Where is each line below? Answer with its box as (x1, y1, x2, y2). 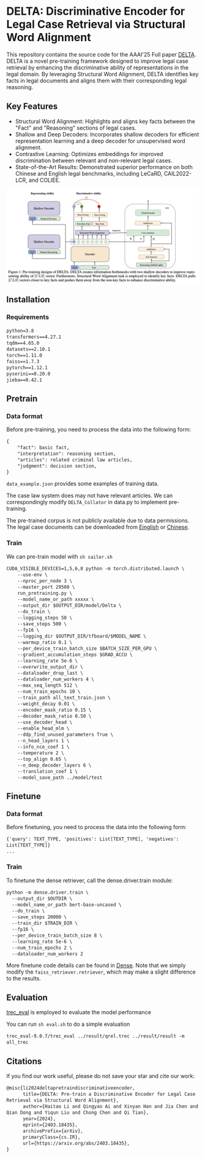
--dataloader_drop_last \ (17, 670, 84, 676)
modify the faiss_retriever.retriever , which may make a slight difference (6, 968, 196, 975)
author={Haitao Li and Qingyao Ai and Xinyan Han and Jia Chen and (22, 1103, 199, 1110)
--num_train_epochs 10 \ (17, 688, 81, 695)
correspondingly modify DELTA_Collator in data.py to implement (6, 498, 168, 506)
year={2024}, (22, 1116, 56, 1122)
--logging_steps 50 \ (17, 615, 72, 621)
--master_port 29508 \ (17, 584, 75, 590)
